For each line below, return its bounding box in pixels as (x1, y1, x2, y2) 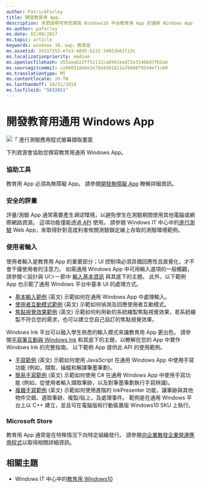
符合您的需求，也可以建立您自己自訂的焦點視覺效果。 (25, 315, 158, 323)
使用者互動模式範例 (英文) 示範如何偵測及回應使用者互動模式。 (14, 300, 170, 307)
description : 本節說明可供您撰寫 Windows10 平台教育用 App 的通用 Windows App (6, 20, 193, 26)
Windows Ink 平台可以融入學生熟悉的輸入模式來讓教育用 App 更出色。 (6, 329, 179, 336)
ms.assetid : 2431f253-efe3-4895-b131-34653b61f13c (6, 48, 136, 54)
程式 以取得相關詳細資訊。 (11, 439, 75, 446)
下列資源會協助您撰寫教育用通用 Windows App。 (6, 149, 127, 156)
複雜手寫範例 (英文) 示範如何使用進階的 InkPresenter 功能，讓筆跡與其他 (14, 386, 194, 394)
